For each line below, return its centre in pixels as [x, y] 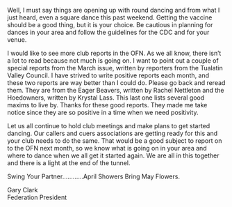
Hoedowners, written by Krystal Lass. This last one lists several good [106, 98]
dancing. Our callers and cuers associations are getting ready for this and [112, 133]
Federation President [37, 197]
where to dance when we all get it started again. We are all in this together [114, 155]
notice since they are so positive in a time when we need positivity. [103, 112]
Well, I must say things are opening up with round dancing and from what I [114, 10]
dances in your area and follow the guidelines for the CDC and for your [108, 32]
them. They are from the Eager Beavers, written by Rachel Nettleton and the [116, 90]
